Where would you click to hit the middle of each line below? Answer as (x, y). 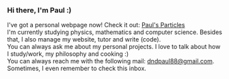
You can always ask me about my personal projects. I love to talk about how (114, 47)
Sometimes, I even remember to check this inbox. (77, 68)
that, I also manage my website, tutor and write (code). (84, 39)
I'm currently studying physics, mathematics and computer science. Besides (114, 32)
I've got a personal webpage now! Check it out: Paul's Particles (96, 25)
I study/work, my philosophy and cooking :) (68, 54)
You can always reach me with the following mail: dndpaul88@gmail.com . (111, 61)
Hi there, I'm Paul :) (39, 10)
